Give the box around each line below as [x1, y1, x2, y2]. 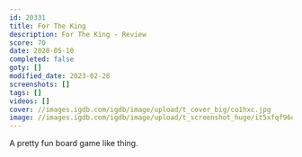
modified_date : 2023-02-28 [9, 72, 111, 81]
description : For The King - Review [9, 30, 147, 39]
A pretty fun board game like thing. [9, 138, 138, 149]
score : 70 [9, 38, 47, 48]
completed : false [9, 55, 75, 64]
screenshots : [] [9, 80, 70, 89]
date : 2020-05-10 [9, 47, 75, 56]
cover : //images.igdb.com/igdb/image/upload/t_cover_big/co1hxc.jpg [9, 105, 271, 114]
